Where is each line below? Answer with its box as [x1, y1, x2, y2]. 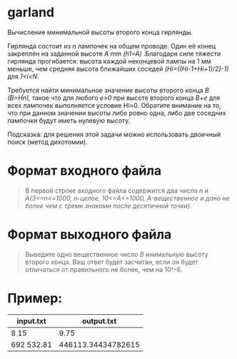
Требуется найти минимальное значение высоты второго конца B [7, 86, 209, 94]
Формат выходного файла [7, 226, 172, 243]
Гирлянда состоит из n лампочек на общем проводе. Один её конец [7, 41, 216, 50]
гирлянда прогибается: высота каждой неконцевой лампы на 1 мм [7, 56, 212, 65]
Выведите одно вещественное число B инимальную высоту [24, 250, 208, 258]
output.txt [81, 315, 117, 325]
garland [7, 4, 55, 21]
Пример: [7, 290, 63, 306]
